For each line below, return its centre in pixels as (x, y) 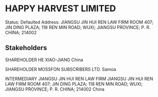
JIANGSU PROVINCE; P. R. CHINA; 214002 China (55, 89)
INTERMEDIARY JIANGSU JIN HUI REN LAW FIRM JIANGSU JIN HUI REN (79, 78)
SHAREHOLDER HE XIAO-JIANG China (44, 60)
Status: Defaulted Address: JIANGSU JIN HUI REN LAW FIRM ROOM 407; (79, 22)
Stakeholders (26, 48)
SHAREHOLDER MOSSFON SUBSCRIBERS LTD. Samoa (61, 69)
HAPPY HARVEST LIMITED (61, 9)
